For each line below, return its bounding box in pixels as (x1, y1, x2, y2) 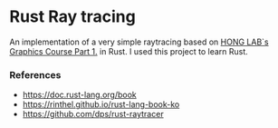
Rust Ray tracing (9, 6, 136, 27)
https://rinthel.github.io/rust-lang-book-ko (22, 99, 180, 110)
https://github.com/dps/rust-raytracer (22, 109, 165, 120)
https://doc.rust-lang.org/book (22, 89, 138, 101)
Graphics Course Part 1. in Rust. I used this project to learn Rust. (9, 45, 249, 56)
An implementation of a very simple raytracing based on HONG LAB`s (9, 36, 269, 47)
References (9, 68, 62, 81)
